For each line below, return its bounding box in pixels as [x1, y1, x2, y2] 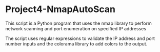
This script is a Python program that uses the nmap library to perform [5, 20, 152, 26]
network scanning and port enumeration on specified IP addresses [5, 25, 147, 31]
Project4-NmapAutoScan [5, 4, 115, 15]
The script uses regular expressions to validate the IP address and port [5, 35, 155, 41]
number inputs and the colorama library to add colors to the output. [5, 40, 148, 46]
